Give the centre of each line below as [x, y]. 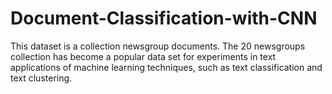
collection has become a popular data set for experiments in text [143, 56]
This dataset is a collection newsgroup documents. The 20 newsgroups [158, 46]
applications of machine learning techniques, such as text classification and [166, 67]
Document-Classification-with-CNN [164, 18]
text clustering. [41, 78]
